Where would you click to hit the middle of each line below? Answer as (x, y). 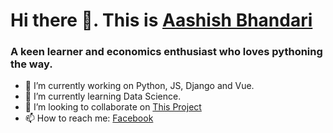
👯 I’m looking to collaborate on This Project (113, 107)
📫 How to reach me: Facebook (89, 118)
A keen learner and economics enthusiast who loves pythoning (166, 52)
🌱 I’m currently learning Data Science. (103, 96)
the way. (31, 64)
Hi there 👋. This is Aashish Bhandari (161, 20)
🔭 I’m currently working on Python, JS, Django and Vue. (139, 86)
